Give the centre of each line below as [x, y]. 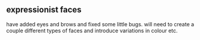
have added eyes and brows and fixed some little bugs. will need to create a [100, 24]
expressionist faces [44, 10]
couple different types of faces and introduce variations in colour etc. [92, 30]
